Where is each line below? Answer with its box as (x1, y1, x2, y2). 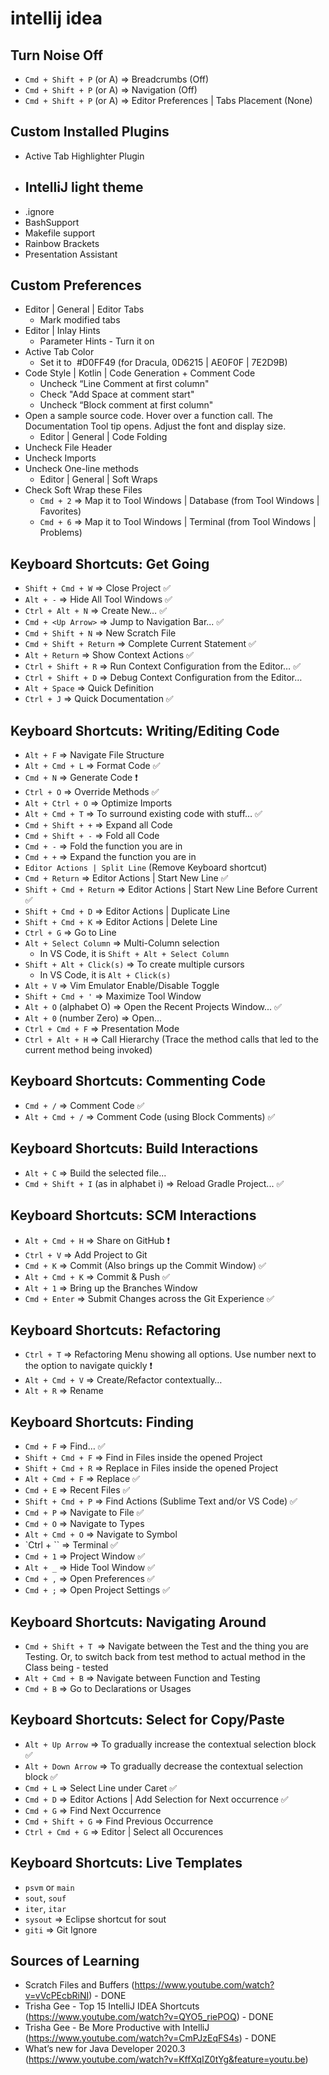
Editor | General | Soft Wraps (39, 473, 158, 486)
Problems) (39, 527, 83, 539)
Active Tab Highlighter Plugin (24, 150, 145, 162)
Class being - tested (24, 1661, 109, 1673)
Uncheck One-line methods (24, 463, 139, 475)
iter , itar (24, 1902, 67, 1914)
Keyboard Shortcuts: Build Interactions (10, 1140, 259, 1157)
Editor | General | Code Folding (39, 431, 168, 443)
